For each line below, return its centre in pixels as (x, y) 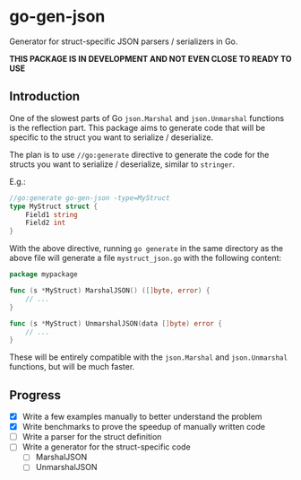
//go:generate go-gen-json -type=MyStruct (90, 198)
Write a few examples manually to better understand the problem (142, 417)
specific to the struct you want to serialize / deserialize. (111, 137)
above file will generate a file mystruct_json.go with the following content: (146, 258)
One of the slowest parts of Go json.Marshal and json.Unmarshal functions (147, 118)
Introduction (45, 96)
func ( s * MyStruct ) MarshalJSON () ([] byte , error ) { (110, 291)
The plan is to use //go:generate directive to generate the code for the (139, 154)
